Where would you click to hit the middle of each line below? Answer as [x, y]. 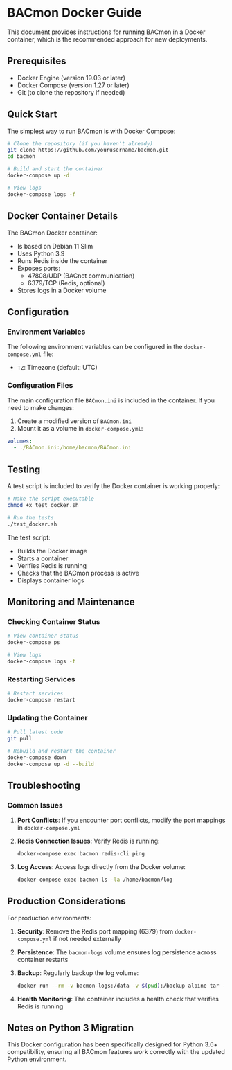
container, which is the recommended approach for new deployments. [107, 39]
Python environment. [37, 1059]
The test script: [29, 537]
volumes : [20, 441]
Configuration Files [40, 386]
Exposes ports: [39, 268]
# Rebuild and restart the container [62, 751]
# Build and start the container [55, 169]
